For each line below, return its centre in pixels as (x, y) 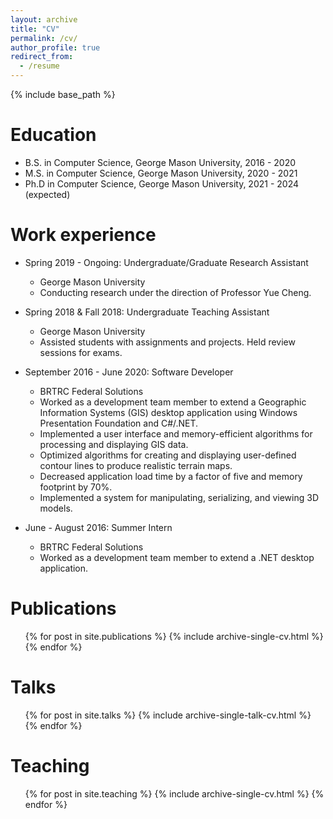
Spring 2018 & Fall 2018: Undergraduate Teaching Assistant (147, 312)
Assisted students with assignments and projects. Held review (167, 342)
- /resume (39, 66)
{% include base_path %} (63, 94)
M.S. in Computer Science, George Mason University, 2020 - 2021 (161, 173)
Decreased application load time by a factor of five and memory (171, 476)
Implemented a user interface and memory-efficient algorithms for (176, 433)
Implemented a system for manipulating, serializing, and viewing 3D (179, 497)
